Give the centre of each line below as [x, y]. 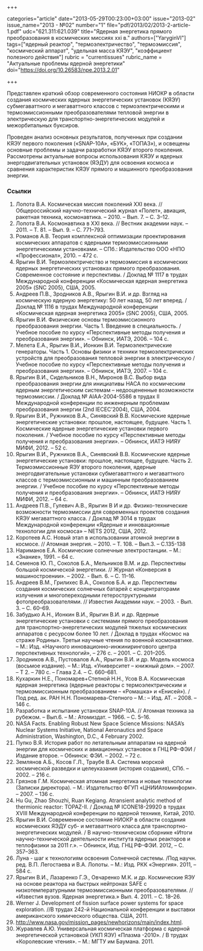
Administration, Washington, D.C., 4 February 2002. [80, 736]
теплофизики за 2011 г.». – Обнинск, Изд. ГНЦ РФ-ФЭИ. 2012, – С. [100, 845]
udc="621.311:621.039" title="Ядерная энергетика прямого [97, 31]
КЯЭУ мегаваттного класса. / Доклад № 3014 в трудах [86, 518]
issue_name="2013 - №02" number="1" [56, 25]
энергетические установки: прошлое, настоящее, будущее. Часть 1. [103, 422]
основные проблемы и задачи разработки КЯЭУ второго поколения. [95, 150]
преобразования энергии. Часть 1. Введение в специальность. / [98, 326]
